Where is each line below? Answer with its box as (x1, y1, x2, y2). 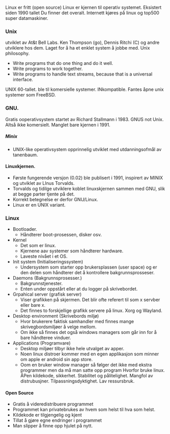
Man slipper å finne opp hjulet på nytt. (12, 423, 93, 429)
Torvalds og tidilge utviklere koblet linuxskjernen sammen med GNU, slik (12, 185, 165, 191)
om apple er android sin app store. (20, 356, 93, 363)
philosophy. (5, 51, 30, 57)
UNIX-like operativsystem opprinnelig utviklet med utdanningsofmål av (12, 146, 162, 152)
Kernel (12, 237, 27, 243)
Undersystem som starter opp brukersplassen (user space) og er (20, 264, 157, 270)
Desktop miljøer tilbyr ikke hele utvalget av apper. (20, 346, 125, 352)
